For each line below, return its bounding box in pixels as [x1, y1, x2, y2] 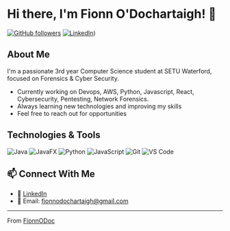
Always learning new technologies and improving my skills [16, 102, 182, 110]
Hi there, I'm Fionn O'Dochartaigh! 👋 [7, 6, 217, 22]
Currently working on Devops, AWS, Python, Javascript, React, [16, 87, 194, 95]
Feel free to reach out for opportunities [16, 109, 127, 117]
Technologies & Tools [7, 130, 101, 141]
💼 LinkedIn [16, 190, 47, 198]
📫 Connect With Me [7, 168, 96, 180]
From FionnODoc [7, 217, 55, 225]
